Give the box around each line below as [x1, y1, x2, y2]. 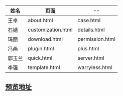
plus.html [77, 45, 99, 52]
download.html [28, 36, 63, 42]
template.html [28, 64, 60, 71]
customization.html [28, 26, 73, 33]
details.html [77, 26, 105, 33]
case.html [77, 17, 101, 24]
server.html [77, 55, 104, 61]
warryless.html [77, 64, 113, 71]
